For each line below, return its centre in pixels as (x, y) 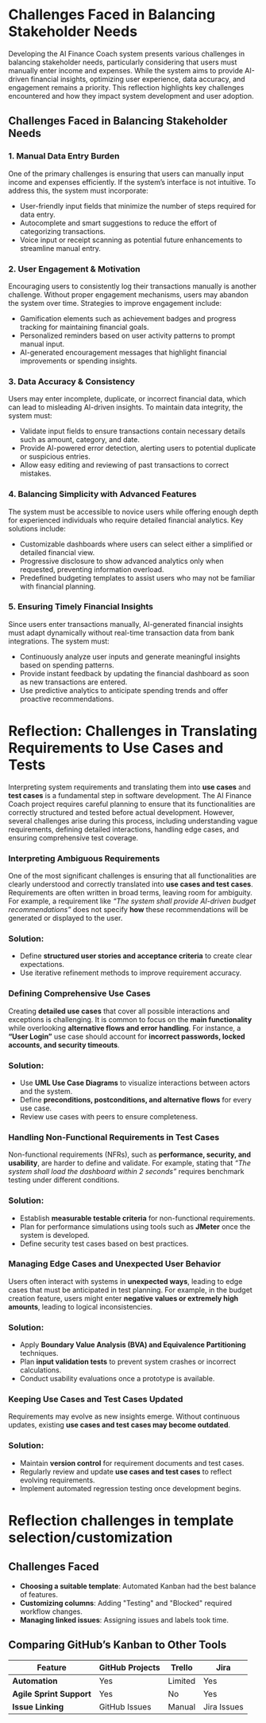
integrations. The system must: (59, 641)
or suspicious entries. (55, 456)
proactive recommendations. (67, 699)
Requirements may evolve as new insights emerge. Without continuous (124, 1416)
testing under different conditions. (64, 1180)
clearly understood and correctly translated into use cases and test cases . (131, 884)
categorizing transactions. (62, 231)
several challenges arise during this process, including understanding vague (133, 820)
